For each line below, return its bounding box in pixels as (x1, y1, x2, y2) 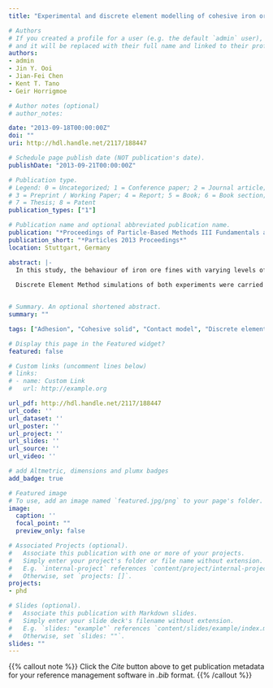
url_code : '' (8, 407, 53, 415)
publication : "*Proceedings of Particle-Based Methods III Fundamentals (8, 229, 260, 237)
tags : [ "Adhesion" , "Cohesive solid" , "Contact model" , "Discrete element (8, 324, 267, 333)
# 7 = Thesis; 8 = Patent (8, 198, 96, 207)
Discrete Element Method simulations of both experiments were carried (15, 281, 264, 290)
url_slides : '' (8, 437, 60, 446)
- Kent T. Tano (8, 79, 60, 88)
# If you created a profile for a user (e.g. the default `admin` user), (8, 34, 264, 42)
